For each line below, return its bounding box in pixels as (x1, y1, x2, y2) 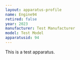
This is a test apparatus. (5, 48, 55, 55)
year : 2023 (5, 21, 28, 26)
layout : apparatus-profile (5, 7, 62, 12)
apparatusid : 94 (5, 35, 39, 40)
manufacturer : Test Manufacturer (5, 26, 75, 31)
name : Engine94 (5, 12, 37, 17)
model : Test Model (5, 30, 44, 35)
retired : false (5, 16, 37, 21)
